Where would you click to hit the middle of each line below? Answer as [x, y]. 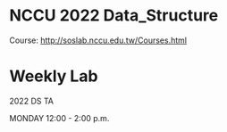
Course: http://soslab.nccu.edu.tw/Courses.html [98, 40]
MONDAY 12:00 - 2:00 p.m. [59, 118]
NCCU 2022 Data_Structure [114, 16]
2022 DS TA [31, 101]
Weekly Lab [54, 76]
